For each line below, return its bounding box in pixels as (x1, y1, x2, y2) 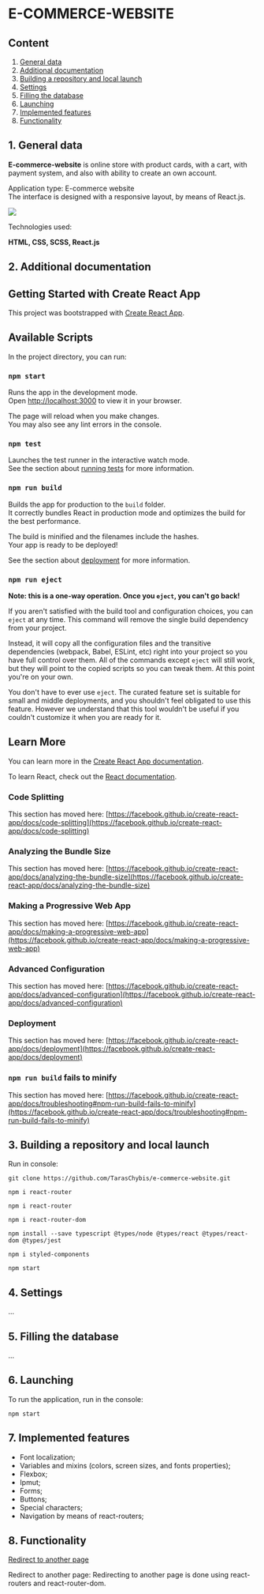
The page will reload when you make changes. (8, 412, 160, 421)
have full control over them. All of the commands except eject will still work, (8, 655, 255, 665)
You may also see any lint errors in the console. (8, 420, 162, 429)
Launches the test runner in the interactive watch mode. (8, 455, 191, 465)
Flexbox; (19, 1469, 48, 1479)
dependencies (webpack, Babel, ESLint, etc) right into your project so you (8, 647, 248, 657)
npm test (8, 439, 42, 449)
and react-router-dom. (32, 1578, 106, 1588)
